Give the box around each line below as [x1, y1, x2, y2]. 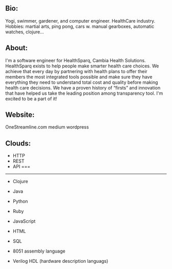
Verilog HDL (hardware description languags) [12, 258, 109, 264]
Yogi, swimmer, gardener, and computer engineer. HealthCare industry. [5, 17, 155, 24]
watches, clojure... [5, 28, 45, 35]
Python [12, 198, 28, 205]
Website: [5, 111, 35, 119]
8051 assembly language [12, 248, 66, 254]
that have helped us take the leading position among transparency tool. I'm [5, 90, 163, 96]
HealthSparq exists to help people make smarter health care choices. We [5, 63, 159, 69]
